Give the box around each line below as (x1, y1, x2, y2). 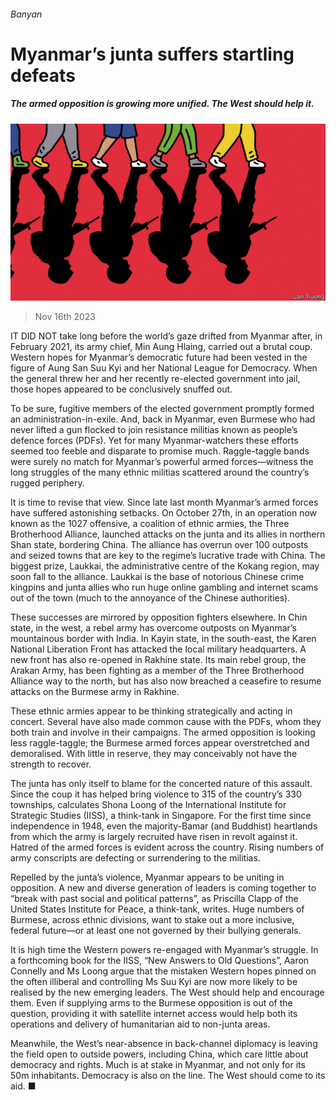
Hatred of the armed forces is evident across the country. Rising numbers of (10, 841, 325, 854)
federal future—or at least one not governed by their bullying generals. (10, 925, 302, 937)
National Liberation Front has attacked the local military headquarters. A (10, 643, 307, 655)
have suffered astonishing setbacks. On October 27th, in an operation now (10, 507, 317, 519)
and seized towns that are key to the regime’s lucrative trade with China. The (10, 550, 326, 562)
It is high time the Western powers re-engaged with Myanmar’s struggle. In (10, 944, 319, 956)
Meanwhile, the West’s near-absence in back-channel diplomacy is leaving (10, 1038, 318, 1050)
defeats (10, 64, 76, 87)
